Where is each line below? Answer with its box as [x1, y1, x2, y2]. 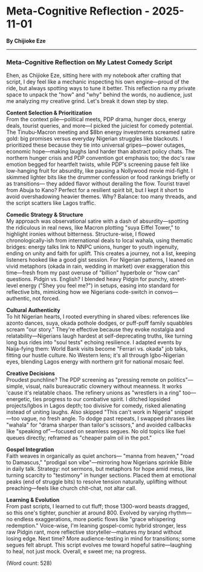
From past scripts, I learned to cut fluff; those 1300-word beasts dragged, [6, 503, 190, 510]
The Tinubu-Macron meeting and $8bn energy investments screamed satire [6, 128, 195, 136]
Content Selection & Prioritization [6, 109, 92, 116]
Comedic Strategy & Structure [6, 211, 83, 219]
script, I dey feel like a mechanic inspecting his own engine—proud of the [6, 78, 189, 85]
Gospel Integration [6, 446, 54, 453]
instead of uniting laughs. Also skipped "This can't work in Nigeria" [6, 408, 173, 416]
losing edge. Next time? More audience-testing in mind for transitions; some [6, 535, 196, 542]
